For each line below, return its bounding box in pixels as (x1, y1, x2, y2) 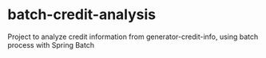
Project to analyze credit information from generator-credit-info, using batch (7, 32, 259, 41)
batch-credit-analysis (7, 6, 157, 24)
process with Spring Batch (7, 40, 95, 49)
